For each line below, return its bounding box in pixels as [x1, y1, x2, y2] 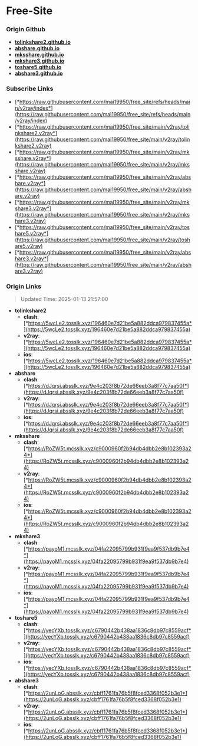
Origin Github [6, 25, 46, 34]
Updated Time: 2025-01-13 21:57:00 [20, 296, 108, 303]
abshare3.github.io [14, 70, 63, 77]
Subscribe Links [6, 84, 54, 93]
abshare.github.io [14, 45, 60, 52]
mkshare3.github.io [14, 57, 65, 64]
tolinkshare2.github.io [14, 38, 71, 45]
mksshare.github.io [14, 51, 64, 58]
